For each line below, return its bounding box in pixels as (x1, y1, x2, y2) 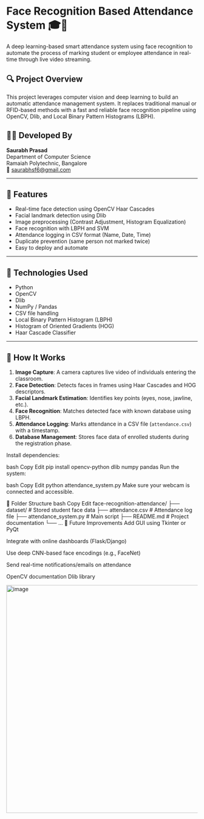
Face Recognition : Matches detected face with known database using (15, 407, 191, 415)
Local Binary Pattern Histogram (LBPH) (15, 316, 113, 323)
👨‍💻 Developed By (6, 130, 73, 141)
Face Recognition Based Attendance (6, 4, 194, 18)
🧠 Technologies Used (6, 267, 88, 278)
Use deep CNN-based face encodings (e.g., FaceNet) (6, 549, 141, 557)
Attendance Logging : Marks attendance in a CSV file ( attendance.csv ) (15, 420, 192, 427)
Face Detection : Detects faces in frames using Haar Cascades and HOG (15, 382, 196, 388)
